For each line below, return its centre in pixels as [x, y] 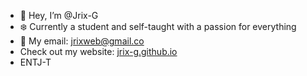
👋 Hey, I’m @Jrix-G [59, 15]
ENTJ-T [35, 62]
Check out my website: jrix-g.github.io [98, 51]
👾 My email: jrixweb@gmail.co [82, 41]
